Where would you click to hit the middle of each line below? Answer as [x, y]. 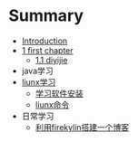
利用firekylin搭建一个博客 [82, 127]
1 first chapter [47, 50]
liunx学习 [39, 81]
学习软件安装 [59, 93]
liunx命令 [52, 104]
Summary [46, 16]
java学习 [37, 71]
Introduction [44, 41]
